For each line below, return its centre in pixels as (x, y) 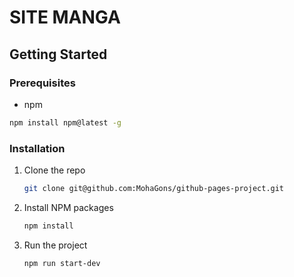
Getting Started (58, 54)
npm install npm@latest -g (65, 122)
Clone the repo (54, 170)
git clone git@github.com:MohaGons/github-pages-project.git (154, 189)
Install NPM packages (68, 207)
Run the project (55, 245)
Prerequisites (42, 83)
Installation (37, 148)
